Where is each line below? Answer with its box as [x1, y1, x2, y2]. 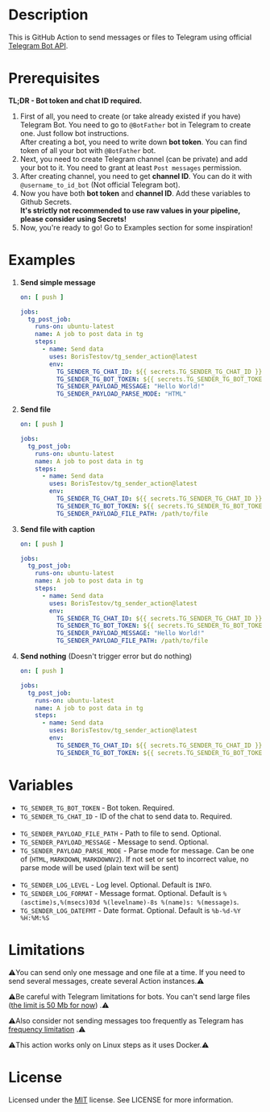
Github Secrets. [19, 197, 73, 206]
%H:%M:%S [19, 914, 50, 922]
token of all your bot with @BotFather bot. [19, 145, 156, 155]
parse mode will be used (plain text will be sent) [19, 862, 180, 872]
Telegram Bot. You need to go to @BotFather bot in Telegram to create [19, 119, 251, 130]
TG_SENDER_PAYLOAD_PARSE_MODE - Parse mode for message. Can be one [19, 845, 255, 855]
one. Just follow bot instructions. [19, 128, 129, 138]
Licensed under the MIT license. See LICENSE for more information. [8, 1094, 234, 1105]
